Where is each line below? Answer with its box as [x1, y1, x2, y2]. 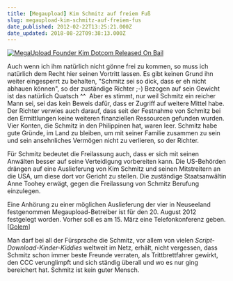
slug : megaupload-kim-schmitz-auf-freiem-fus [7, 17, 141, 24]
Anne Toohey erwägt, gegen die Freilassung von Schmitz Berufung [7, 179, 200, 188]
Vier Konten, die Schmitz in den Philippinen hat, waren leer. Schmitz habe [7, 121, 218, 130]
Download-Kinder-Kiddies [7, 243, 82, 252]
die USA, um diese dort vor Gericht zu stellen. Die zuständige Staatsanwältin [7, 172, 227, 181]
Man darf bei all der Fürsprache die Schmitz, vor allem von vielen [7, 236, 194, 245]
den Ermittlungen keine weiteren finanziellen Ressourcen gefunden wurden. [7, 114, 225, 123]
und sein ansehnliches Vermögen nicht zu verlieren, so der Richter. [7, 137, 200, 145]
